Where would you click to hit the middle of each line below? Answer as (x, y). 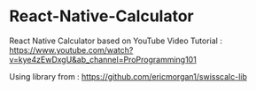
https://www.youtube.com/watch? (71, 49)
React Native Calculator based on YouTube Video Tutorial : (116, 41)
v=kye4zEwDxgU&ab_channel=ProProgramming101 (103, 59)
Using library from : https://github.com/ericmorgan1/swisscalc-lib (128, 76)
